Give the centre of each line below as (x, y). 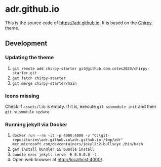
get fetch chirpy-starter (39, 78)
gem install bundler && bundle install (53, 150)
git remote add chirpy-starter (44, 68)
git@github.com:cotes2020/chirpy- (114, 68)
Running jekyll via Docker (36, 124)
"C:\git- (101, 136)
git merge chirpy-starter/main (44, 83)
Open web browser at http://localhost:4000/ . (58, 160)
